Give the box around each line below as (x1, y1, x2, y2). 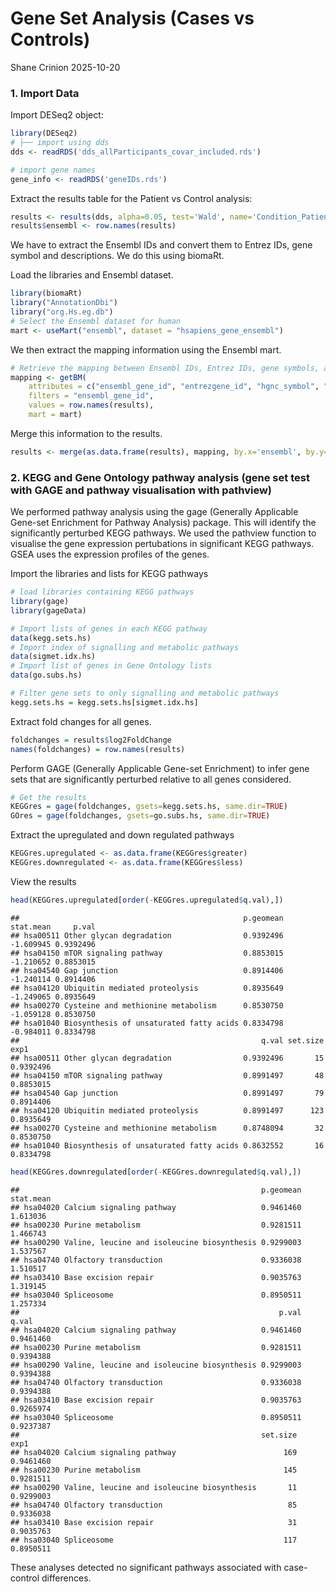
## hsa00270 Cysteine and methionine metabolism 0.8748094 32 (10, 1123, 325, 1133)
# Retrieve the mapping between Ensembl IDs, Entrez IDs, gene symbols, (10, 363, 320, 373)
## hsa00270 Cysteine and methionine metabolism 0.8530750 (10, 1000, 284, 1011)
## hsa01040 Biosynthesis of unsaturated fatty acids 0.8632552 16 (10, 1140, 325, 1151)
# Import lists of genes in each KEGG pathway (10, 623, 208, 634)
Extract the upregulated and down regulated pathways (10, 829, 235, 841)
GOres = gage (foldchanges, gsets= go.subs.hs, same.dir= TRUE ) (10, 811, 271, 821)
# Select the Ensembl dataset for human (10, 316, 182, 326)
